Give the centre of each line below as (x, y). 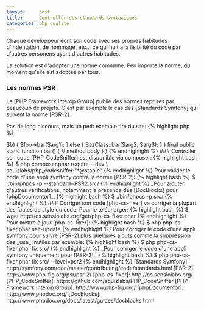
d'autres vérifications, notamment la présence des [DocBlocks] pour (92, 190)
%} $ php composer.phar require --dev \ (57, 164)
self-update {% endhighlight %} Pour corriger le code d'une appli (114, 229)
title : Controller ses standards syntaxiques (72, 18)
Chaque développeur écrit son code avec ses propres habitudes (87, 41)
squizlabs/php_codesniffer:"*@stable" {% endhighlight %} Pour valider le (98, 170)
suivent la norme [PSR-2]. (39, 114)
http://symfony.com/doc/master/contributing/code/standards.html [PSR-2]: (100, 268)
